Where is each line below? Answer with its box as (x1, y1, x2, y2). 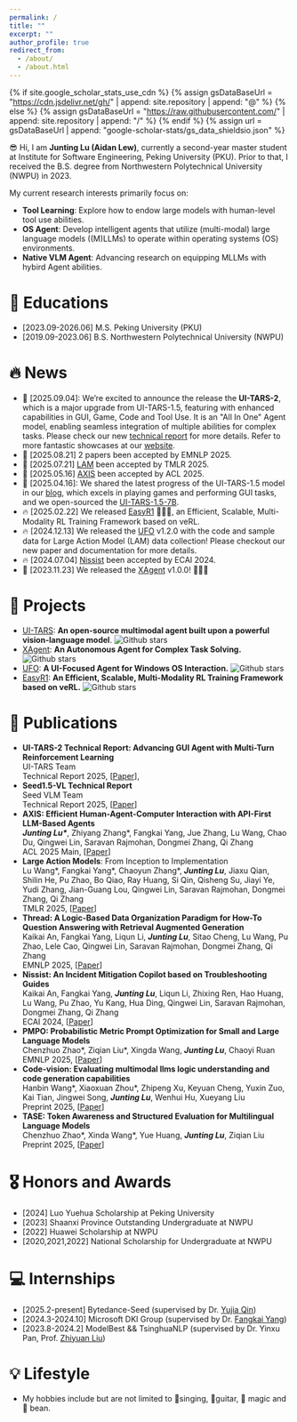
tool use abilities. (21, 214, 84, 225)
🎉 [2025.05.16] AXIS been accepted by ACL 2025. (21, 468, 205, 478)
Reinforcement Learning (21, 751, 115, 762)
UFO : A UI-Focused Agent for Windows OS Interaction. (21, 663, 229, 673)
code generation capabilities (21, 1073, 131, 1083)
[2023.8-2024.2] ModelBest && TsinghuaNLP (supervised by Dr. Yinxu (21, 1322, 280, 1334)
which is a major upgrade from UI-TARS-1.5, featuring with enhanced (21, 402, 275, 413)
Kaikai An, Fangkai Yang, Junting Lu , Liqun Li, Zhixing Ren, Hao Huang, (21, 988, 285, 999)
